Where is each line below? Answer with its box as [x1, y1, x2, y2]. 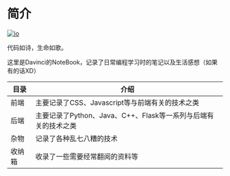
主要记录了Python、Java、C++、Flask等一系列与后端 [35, 110, 207, 120]
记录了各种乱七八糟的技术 [35, 134, 118, 143]
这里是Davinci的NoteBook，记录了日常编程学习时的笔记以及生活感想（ [7, 58, 206, 66]
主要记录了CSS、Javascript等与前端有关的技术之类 [35, 97, 200, 107]
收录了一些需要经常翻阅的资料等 [35, 151, 138, 161]
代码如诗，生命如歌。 [7, 43, 67, 51]
